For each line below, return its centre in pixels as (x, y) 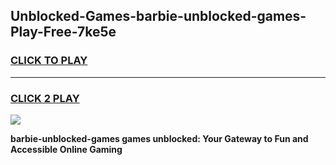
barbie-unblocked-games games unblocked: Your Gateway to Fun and (159, 138)
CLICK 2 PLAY (45, 98)
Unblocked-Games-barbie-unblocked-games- (158, 16)
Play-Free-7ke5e (63, 32)
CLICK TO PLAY (49, 61)
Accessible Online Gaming (66, 149)
